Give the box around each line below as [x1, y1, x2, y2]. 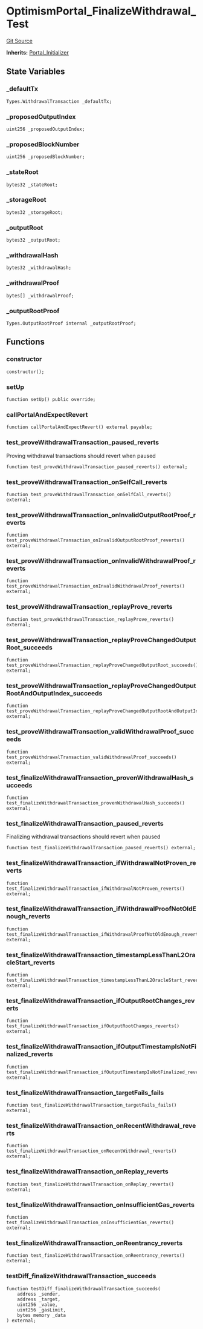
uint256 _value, [17, 1301, 59, 1308]
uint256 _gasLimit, [17, 1307, 66, 1313]
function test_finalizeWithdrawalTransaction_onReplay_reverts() [6, 1181, 174, 1187]
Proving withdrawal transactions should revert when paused [6, 452, 156, 459]
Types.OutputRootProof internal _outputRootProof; [6, 320, 137, 326]
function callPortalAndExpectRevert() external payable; [6, 424, 153, 431]
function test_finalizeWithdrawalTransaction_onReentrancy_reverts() [6, 1253, 185, 1259]
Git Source [6, 37, 33, 44]
